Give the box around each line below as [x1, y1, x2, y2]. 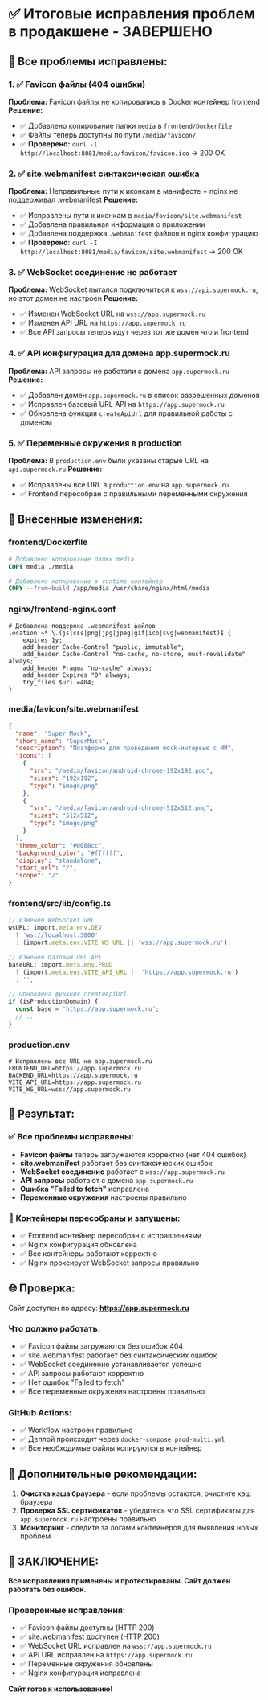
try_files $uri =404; [22, 678, 95, 686]
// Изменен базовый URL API [8, 953, 103, 961]
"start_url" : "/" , [15, 864, 78, 873]
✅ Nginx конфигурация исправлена [19, 1668, 142, 1677]
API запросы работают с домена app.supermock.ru [19, 1175, 193, 1185]
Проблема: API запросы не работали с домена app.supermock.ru [8, 366, 230, 376]
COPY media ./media [8, 562, 74, 571]
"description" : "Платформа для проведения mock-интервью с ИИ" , [15, 745, 235, 753]
